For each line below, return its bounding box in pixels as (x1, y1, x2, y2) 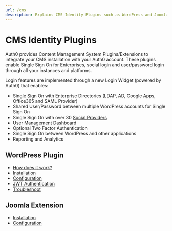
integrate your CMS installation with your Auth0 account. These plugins (5, 57, 156, 63)
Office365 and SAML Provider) (12, 98, 78, 104)
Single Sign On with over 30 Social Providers (12, 114, 107, 121)
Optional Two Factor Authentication (12, 125, 88, 131)
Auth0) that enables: (5, 83, 49, 89)
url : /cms (5, 7, 27, 13)
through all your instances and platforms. (5, 67, 92, 74)
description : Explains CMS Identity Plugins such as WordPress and (5, 12, 153, 17)
